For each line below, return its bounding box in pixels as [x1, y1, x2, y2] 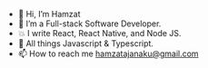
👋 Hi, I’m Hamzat [17, 9, 81, 19]
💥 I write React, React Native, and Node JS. [17, 28, 182, 38]
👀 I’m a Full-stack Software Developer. [17, 18, 162, 29]
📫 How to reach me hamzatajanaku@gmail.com [17, 48, 199, 59]
